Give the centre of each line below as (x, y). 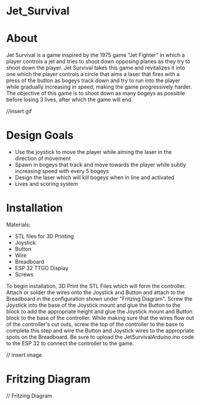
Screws (24, 274)
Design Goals (40, 135)
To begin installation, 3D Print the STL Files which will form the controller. (96, 286)
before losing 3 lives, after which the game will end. (70, 99)
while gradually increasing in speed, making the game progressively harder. (99, 87)
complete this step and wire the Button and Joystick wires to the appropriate (100, 330)
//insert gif (19, 111)
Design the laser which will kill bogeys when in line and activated (95, 177)
